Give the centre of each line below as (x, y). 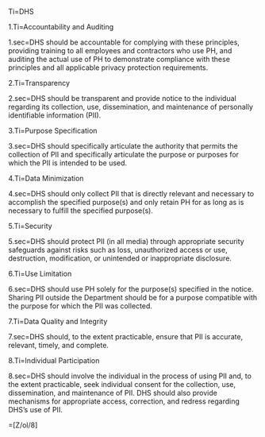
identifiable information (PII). (55, 115)
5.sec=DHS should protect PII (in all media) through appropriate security (126, 241)
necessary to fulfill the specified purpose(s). (81, 211)
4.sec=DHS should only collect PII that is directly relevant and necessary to (131, 193)
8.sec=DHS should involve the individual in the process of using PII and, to (130, 376)
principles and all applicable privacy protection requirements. (108, 68)
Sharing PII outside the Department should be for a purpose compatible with (133, 298)
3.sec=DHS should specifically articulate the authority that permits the (123, 146)
